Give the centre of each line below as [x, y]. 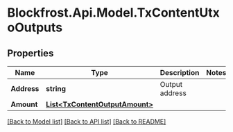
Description [180, 73]
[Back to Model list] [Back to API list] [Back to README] [87, 122]
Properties [31, 53]
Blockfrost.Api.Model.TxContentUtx [114, 13]
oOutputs [35, 27]
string [56, 89]
